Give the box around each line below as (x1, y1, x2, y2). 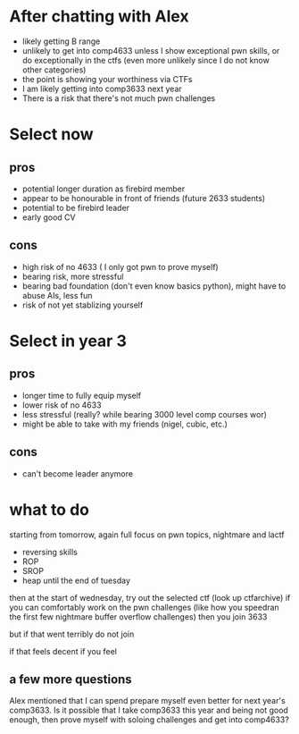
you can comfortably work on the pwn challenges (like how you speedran (9, 602, 279, 612)
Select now (9, 124, 94, 145)
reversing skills (21, 546, 78, 557)
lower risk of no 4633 (21, 400, 102, 410)
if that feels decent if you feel (9, 645, 118, 656)
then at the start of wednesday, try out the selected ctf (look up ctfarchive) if (9, 592, 291, 603)
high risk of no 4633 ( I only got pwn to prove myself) (21, 261, 219, 272)
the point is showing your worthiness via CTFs (21, 73, 194, 84)
